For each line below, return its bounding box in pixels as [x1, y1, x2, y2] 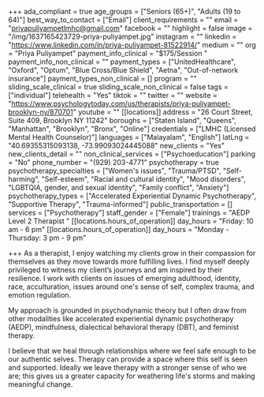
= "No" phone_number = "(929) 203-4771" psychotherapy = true [8, 158, 219, 167]
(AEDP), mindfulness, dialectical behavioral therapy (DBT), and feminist [8, 323, 240, 331]
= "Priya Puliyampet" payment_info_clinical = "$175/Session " [8, 49, 208, 58]
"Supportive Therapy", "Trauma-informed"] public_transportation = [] [8, 200, 233, 208]
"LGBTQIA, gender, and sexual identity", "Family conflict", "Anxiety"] [8, 183, 229, 192]
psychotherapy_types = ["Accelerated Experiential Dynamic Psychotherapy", [8, 191, 257, 200]
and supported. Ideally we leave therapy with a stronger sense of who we [8, 363, 247, 372]
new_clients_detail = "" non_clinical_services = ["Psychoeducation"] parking [8, 149, 256, 159]
